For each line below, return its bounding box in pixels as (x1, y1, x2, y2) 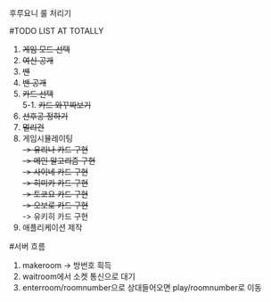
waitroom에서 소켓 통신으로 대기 (21, 271, 135, 282)
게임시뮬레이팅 (21, 133, 73, 143)
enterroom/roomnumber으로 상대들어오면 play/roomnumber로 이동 (21, 282, 262, 292)
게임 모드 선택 (21, 44, 70, 54)
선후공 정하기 (21, 110, 69, 121)
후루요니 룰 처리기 (9, 8, 71, 18)
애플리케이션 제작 (21, 222, 83, 233)
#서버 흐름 (9, 241, 46, 251)
